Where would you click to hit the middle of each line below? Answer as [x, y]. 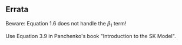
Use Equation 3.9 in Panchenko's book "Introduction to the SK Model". [91, 36]
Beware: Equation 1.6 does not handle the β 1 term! [66, 24]
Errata [17, 10]
